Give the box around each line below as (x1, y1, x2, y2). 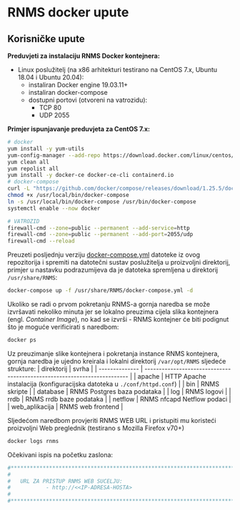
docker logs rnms (7, 437, 59, 444)
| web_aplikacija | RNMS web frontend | (7, 402, 124, 411)
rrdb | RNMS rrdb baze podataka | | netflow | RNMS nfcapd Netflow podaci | (7, 394, 231, 403)
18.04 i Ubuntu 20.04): (17, 73, 84, 81)
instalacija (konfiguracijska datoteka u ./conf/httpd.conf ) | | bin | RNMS (7, 379, 220, 388)
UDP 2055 (39, 111, 70, 119)
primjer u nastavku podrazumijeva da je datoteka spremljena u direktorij (7, 265, 219, 275)
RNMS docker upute (7, 4, 129, 21)
